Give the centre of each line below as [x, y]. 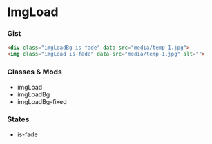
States [18, 119]
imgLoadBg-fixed [42, 101]
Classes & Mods [35, 72]
